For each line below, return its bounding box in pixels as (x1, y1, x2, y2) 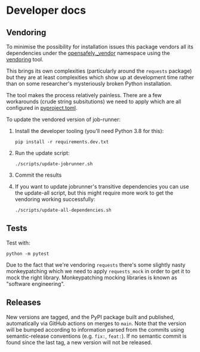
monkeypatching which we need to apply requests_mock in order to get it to (6, 267, 191, 274)
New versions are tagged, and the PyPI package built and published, (6, 313, 175, 320)
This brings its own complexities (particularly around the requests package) (6, 67, 192, 75)
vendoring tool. (6, 56, 44, 63)
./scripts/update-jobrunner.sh (14, 161, 93, 167)
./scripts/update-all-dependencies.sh (14, 207, 112, 213)
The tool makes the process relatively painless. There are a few (6, 92, 162, 98)
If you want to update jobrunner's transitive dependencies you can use (14, 183, 189, 190)
